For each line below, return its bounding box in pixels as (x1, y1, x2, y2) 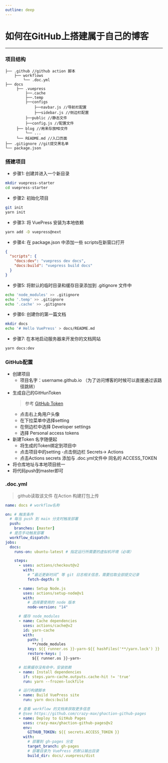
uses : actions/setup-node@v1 (23, 591, 84, 596)
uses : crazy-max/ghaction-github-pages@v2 (23, 720, 113, 725)
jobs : (5, 540, 16, 545)
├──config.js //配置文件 (25, 121, 74, 126)
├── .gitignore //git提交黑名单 (5, 141, 69, 146)
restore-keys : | (27, 651, 61, 656)
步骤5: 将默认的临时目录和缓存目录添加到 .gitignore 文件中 (12, 282, 132, 288)
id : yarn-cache (23, 628, 55, 633)
